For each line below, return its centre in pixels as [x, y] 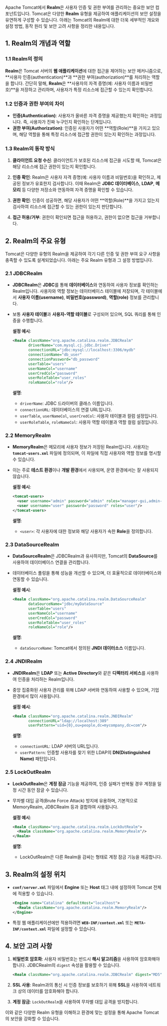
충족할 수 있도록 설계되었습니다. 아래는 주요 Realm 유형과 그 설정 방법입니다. [79, 260]
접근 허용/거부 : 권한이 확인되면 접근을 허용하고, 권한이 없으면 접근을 [78, 217]
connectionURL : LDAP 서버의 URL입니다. [60, 746]
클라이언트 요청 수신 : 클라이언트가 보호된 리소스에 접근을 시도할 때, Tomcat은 [87, 160]
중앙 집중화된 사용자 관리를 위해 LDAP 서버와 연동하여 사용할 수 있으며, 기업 [86, 690]
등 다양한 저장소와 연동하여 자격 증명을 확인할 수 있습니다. [78, 190]
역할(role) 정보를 [125, 297]
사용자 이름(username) [41, 297]
